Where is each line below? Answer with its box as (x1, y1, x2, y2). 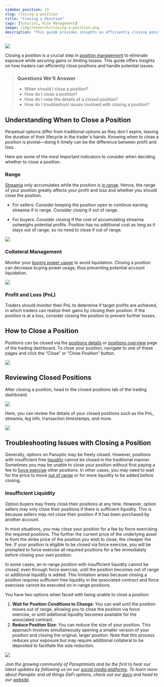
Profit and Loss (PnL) (5, 291, 56, 298)
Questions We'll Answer (17, 75, 76, 82)
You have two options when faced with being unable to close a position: (5, 591, 150, 597)
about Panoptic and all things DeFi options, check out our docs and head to (5, 671, 158, 677)
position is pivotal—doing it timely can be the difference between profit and (5, 139, 157, 145)
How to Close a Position (5, 327, 79, 335)
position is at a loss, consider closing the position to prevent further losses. (5, 313, 156, 318)
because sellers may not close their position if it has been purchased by (5, 511, 150, 517)
